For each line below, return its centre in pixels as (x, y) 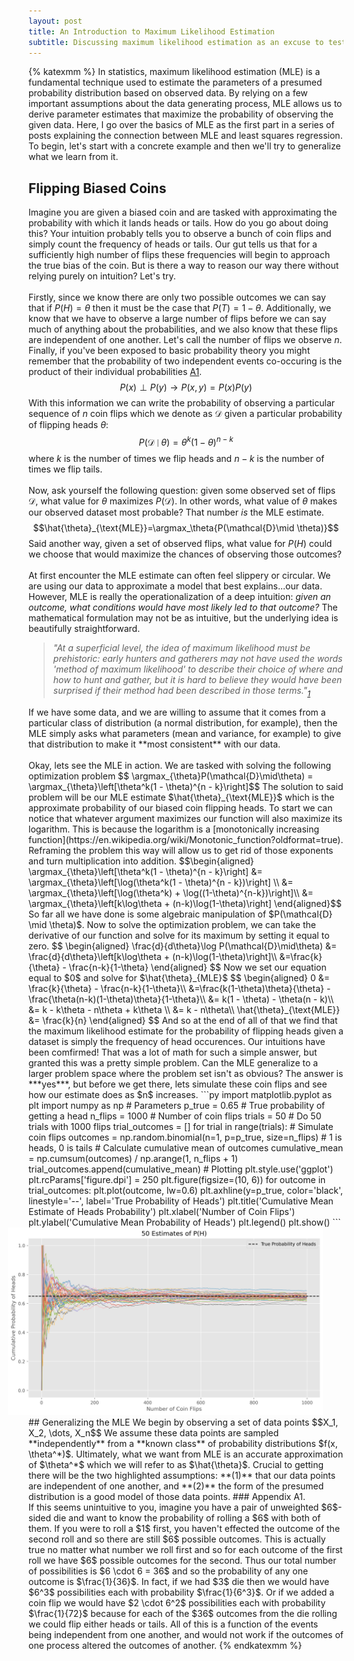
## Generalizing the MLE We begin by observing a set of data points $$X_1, (183, 1422)
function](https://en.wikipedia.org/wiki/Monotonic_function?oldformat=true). (186, 839)
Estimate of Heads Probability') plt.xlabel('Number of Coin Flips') (162, 1211)
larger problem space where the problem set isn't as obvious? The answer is (186, 1073)
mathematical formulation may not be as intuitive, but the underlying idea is (183, 617)
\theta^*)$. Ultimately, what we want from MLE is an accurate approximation (186, 1454)
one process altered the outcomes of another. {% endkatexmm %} (165, 1645)
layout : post (55, 21)
